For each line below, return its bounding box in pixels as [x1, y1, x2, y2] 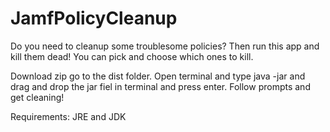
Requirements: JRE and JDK [10, 110, 127, 122]
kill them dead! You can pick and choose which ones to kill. [10, 50, 254, 62]
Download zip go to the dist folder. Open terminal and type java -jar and [10, 70, 306, 82]
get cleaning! [10, 91, 65, 103]
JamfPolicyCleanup [10, 7, 178, 30]
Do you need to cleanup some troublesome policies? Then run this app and [10, 40, 320, 52]
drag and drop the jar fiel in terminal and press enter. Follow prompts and [10, 80, 311, 92]
